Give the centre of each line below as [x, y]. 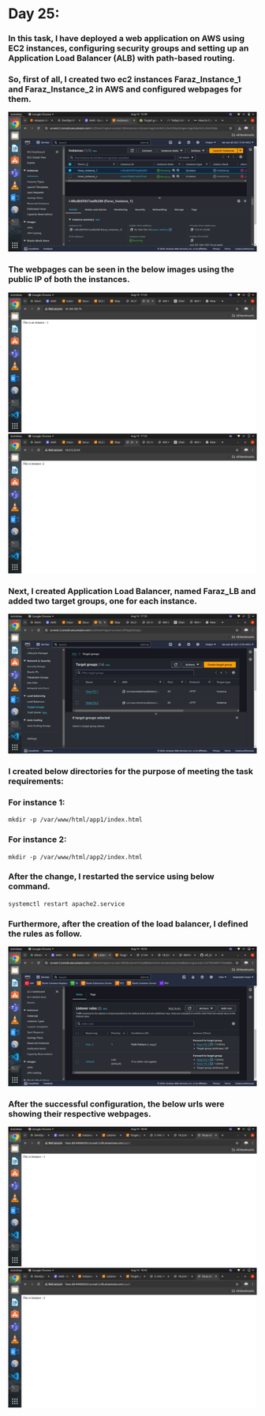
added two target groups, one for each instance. [103, 601]
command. [29, 887]
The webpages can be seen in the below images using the [121, 269]
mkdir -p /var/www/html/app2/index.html [76, 857]
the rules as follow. [45, 933]
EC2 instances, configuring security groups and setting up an [129, 48]
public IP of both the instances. [69, 280]
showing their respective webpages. [80, 1114]
